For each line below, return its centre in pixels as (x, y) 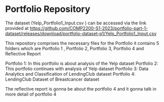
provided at (17, 28)
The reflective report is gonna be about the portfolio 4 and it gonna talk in (81, 89)
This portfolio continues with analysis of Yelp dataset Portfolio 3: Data (77, 69)
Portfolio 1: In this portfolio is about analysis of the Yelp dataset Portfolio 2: (82, 63)
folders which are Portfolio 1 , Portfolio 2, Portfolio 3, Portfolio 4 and (74, 48)
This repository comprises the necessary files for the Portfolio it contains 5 (82, 43)
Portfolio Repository (48, 9)
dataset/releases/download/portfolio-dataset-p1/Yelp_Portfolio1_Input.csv (81, 33)
